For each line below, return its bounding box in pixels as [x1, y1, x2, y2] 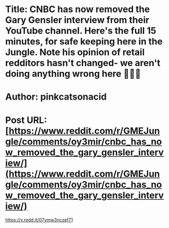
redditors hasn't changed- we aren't [5, 57, 161, 69]
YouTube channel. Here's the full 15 [5, 25, 156, 36]
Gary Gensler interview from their [5, 14, 149, 26]
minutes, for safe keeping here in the [5, 36, 163, 48]
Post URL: [5, 114, 47, 126]
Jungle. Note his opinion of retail [5, 47, 145, 58]
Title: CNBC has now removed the [5, 4, 150, 15]
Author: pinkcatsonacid [5, 91, 107, 103]
